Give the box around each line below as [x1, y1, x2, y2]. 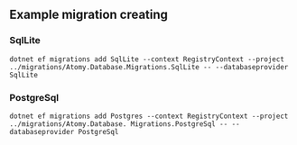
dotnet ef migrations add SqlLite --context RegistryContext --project [9, 54, 284, 64]
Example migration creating [9, 7, 169, 23]
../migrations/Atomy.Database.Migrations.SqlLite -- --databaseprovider [9, 62, 289, 71]
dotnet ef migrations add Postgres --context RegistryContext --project [9, 112, 289, 121]
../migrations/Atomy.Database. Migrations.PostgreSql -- [9, 119, 228, 129]
